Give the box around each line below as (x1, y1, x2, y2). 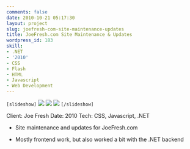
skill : (6, 43, 23, 49)
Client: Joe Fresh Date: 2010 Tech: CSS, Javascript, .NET (6, 112, 150, 119)
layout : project (6, 20, 48, 26)
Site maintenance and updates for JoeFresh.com (15, 124, 138, 131)
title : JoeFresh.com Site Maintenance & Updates (6, 32, 133, 38)
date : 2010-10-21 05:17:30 (6, 15, 75, 21)
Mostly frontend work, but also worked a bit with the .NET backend (15, 136, 185, 143)
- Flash (6, 65, 26, 72)
